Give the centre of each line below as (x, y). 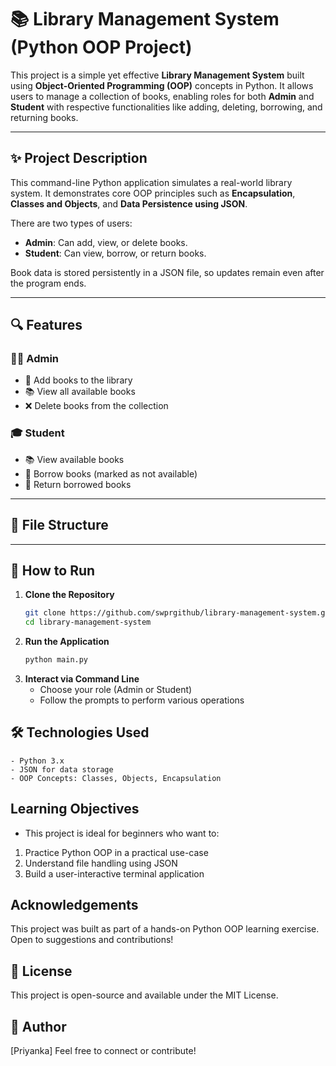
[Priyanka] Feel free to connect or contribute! (103, 1051)
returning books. (44, 117)
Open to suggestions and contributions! (92, 940)
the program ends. (48, 283)
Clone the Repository (69, 595)
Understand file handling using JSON (101, 863)
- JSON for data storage (62, 769)
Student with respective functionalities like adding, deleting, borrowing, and (166, 107)
